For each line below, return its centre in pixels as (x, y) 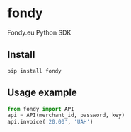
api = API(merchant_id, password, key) (66, 115)
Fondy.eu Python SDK (39, 32)
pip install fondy (34, 71)
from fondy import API (41, 109)
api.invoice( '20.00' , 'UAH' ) (50, 122)
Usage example (42, 93)
